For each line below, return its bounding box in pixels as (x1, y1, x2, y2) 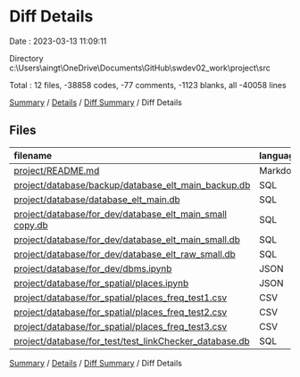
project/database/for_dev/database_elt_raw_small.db (13, 248, 237, 260)
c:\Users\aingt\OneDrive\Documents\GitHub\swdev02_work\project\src (9, 62, 271, 73)
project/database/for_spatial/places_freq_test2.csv (13, 306, 228, 318)
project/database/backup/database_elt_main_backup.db (13, 178, 251, 191)
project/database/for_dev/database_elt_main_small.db (13, 234, 241, 246)
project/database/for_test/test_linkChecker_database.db (13, 334, 250, 347)
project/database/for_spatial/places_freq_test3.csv (13, 320, 228, 332)
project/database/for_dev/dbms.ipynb (13, 262, 172, 275)
